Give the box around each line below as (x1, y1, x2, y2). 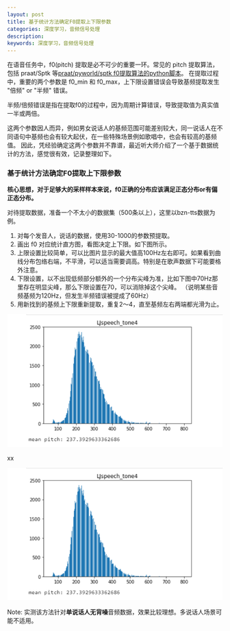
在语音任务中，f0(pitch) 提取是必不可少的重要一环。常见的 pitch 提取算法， (7, 60, 219, 69)
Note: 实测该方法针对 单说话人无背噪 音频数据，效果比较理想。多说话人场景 (7, 608, 216, 617)
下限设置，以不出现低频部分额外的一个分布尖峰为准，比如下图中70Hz (16, 274, 212, 283)
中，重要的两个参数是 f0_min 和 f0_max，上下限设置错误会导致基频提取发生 (7, 78, 220, 86)
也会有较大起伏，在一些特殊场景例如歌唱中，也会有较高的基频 (42, 132, 217, 141)
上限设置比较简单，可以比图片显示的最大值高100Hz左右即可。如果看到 (16, 249, 216, 257)
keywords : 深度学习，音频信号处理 (7, 40, 94, 47)
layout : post (7, 11, 44, 18)
